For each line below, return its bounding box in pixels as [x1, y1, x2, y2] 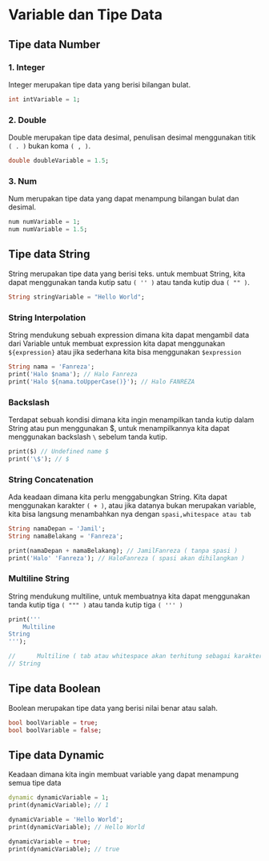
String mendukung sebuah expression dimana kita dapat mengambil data [8, 330, 250, 339]
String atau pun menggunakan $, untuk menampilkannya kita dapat [8, 423, 230, 433]
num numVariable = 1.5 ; [8, 225, 88, 234]
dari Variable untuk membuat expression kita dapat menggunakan [8, 339, 226, 348]
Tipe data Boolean [8, 682, 102, 696]
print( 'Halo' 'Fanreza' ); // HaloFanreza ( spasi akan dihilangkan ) [8, 554, 246, 562]
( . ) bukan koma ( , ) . [8, 141, 91, 151]
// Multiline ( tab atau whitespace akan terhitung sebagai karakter [8, 652, 263, 660]
